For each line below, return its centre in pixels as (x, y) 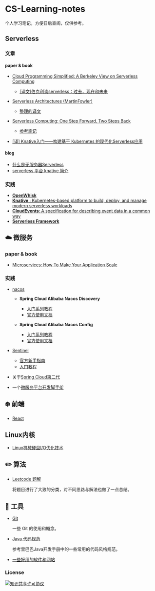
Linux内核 (20, 435)
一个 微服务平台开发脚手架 (38, 387)
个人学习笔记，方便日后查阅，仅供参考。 (46, 23)
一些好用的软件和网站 (33, 560)
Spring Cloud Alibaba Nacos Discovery (60, 298)
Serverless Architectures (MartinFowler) (52, 101)
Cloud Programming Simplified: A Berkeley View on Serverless (75, 76)
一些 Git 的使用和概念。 (36, 529)
